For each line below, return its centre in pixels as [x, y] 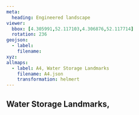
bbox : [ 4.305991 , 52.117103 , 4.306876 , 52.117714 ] [73, 29]
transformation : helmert [48, 79]
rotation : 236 [29, 34]
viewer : [16, 23]
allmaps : [17, 62]
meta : [13, 12]
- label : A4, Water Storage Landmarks [61, 68]
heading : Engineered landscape [51, 18]
